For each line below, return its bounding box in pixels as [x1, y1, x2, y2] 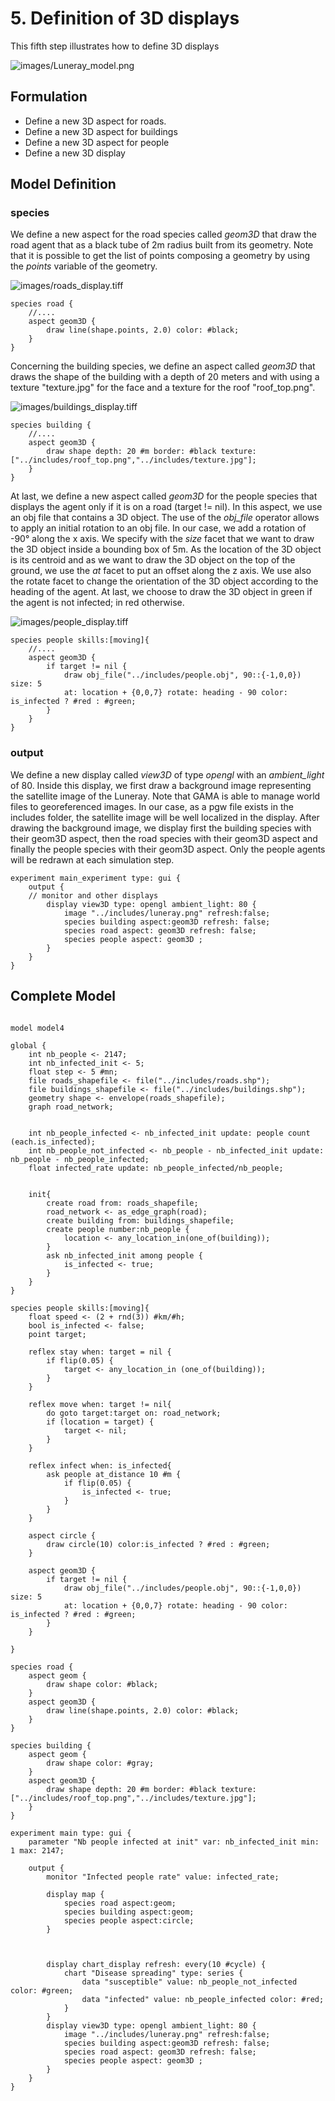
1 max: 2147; [10, 1845, 65, 1856]
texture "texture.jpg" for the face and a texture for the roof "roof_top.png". [10, 382, 316, 394]
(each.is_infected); [10, 1137, 97, 1147]
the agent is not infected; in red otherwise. [10, 597, 185, 609]
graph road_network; [28, 1102, 114, 1112]
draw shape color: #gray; [46, 1758, 155, 1768]
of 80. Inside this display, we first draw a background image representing [10, 779, 312, 791]
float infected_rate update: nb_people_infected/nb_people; [28, 1163, 284, 1173]
